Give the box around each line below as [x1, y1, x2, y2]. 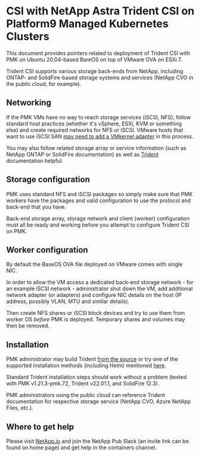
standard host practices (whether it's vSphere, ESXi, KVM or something [6, 120, 182, 127]
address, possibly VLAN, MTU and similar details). [6, 298, 130, 305]
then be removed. [6, 322, 50, 329]
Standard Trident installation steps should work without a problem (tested [6, 374, 187, 381]
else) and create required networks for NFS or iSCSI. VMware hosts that [6, 126, 183, 133]
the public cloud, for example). [6, 80, 82, 88]
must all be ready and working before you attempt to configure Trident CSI [6, 221, 190, 228]
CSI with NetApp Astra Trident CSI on [6, 4, 195, 18]
